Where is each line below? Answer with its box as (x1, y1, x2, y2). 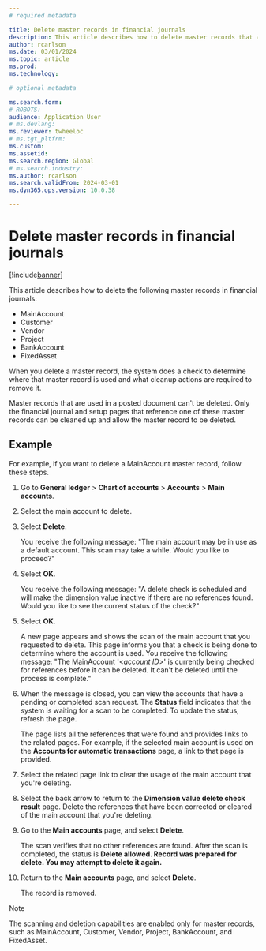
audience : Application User (9, 113, 102, 121)
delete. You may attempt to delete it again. (20, 857, 163, 867)
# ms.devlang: (9, 120, 56, 129)
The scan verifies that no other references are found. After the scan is (20, 841, 248, 850)
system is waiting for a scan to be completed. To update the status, (20, 706, 239, 715)
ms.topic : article (9, 55, 69, 63)
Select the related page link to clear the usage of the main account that (20, 769, 252, 779)
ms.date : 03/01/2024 (9, 48, 77, 56)
